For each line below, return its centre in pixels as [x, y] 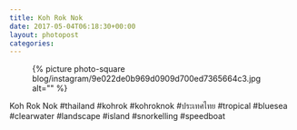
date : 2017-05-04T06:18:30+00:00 [73, 26]
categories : [32, 43]
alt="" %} [50, 88]
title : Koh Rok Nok [46, 18]
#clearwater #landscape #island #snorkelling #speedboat [117, 116]
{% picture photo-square [79, 69]
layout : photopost [44, 35]
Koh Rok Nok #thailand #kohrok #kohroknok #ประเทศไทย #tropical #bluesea [148, 106]
